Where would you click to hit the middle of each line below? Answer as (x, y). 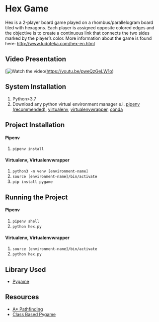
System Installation (36, 87)
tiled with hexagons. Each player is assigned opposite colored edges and (80, 27)
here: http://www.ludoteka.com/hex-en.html (50, 43)
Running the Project (37, 197)
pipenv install (28, 149)
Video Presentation (36, 59)
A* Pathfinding (28, 309)
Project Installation (35, 125)
